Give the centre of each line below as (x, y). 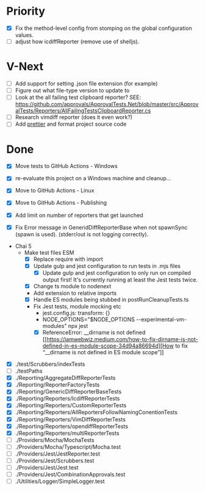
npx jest (78, 326)
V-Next (25, 67)
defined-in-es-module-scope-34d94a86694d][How (108, 346)
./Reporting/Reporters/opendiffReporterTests (71, 426)
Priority (26, 11)
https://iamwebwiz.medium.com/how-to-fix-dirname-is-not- (122, 339)
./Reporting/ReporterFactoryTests (57, 385)
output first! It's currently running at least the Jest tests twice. (120, 280)
